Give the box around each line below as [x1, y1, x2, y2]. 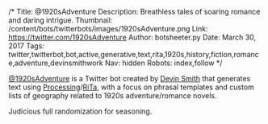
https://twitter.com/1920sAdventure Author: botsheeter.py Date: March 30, [8, 32, 257, 42]
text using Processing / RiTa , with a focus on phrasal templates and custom [8, 82, 254, 92]
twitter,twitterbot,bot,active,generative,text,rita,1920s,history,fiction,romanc [8, 50, 260, 59]
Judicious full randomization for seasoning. [8, 106, 153, 116]
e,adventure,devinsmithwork [8, 58, 103, 68]
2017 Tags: [8, 41, 44, 51]
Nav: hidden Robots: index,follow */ [104, 58, 223, 68]
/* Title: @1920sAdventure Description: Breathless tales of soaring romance [8, 7, 261, 16]
